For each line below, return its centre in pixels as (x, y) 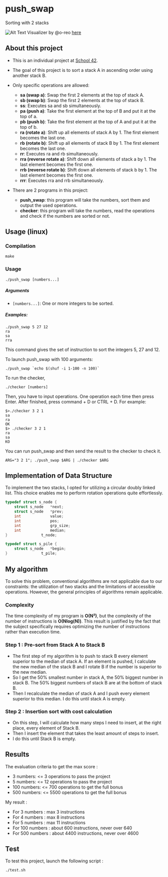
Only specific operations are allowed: (51, 85)
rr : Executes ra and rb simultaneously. (59, 153)
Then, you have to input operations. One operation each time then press (80, 396)
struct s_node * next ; (39, 507)
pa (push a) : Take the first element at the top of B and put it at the (88, 111)
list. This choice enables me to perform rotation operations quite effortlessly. (84, 493)
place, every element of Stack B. (46, 728)
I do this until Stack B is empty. (44, 738)
